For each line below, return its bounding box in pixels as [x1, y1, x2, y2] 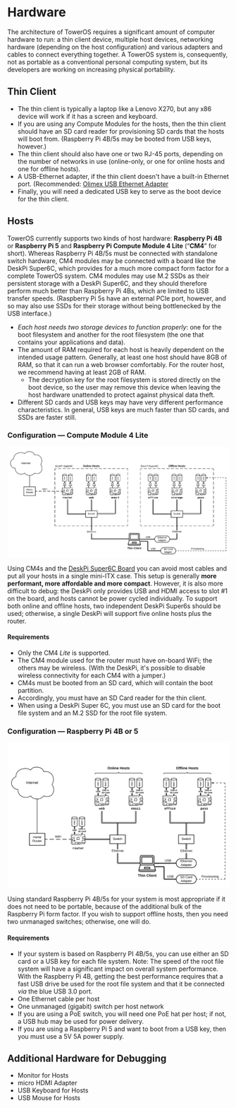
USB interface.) [7, 309, 52, 317]
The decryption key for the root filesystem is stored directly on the [27, 375, 221, 384]
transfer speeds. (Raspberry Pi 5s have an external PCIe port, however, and [7, 294, 227, 303]
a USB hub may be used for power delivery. [17, 1017, 144, 1025]
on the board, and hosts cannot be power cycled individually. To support [7, 594, 218, 602]
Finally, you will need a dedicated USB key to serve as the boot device [17, 187, 222, 195]
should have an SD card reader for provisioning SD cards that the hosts [17, 127, 225, 135]
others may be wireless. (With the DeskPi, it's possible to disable [17, 663, 206, 672]
